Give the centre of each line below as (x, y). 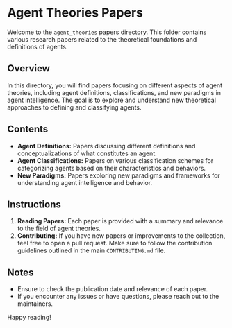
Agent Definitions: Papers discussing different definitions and (106, 146)
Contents (28, 129)
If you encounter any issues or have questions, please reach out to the (118, 297)
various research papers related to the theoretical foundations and (102, 39)
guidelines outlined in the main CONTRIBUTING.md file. (91, 250)
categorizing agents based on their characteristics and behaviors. (111, 168)
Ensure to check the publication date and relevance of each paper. (113, 289)
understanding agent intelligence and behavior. (85, 182)
